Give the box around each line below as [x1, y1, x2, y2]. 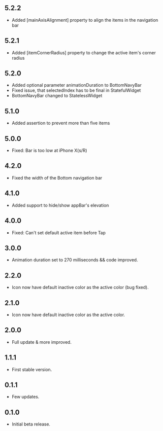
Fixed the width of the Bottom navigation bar [11, 175, 102, 180]
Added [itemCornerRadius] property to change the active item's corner [11, 49, 156, 56]
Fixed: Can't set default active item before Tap [11, 229, 106, 236]
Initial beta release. [11, 421, 50, 427]
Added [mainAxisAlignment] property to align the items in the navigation [11, 17, 159, 23]
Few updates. [11, 394, 40, 400]
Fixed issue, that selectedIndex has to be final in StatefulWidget [11, 87, 141, 93]
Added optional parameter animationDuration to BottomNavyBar [11, 82, 142, 88]
